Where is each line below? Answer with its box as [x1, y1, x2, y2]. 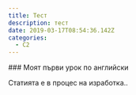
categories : [8, 33, 47, 42]
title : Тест [8, 11, 47, 20]
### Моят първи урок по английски [8, 63, 129, 72]
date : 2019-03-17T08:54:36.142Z [8, 26, 115, 34]
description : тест [8, 19, 69, 27]
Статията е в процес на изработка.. [8, 78, 128, 88]
